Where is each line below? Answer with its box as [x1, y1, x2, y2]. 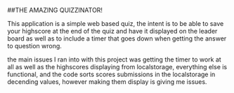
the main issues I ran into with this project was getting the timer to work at [7, 55, 221, 64]
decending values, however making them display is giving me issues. [7, 78, 207, 86]
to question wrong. [7, 42, 62, 50]
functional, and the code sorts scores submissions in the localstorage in [7, 70, 216, 78]
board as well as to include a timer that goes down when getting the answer [7, 34, 227, 43]
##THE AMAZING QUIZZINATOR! [7, 6, 103, 14]
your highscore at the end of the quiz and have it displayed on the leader [7, 27, 218, 35]
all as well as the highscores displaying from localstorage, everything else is [7, 63, 228, 71]
